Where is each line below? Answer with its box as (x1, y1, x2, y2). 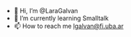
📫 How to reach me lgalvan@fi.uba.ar (13, 22, 124, 30)
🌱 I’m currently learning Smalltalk (13, 14, 109, 22)
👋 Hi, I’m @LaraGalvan (13, 7, 79, 15)
